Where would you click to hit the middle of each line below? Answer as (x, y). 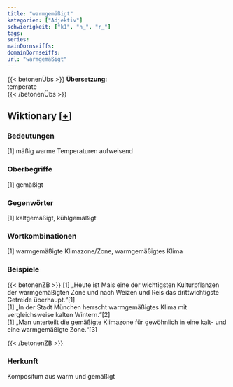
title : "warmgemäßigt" (40, 14)
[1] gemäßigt (25, 184)
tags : (15, 33)
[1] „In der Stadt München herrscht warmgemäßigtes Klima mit (97, 307)
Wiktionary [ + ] (40, 116)
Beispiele (23, 269)
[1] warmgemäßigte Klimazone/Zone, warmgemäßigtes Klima (95, 251)
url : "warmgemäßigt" (37, 59)
